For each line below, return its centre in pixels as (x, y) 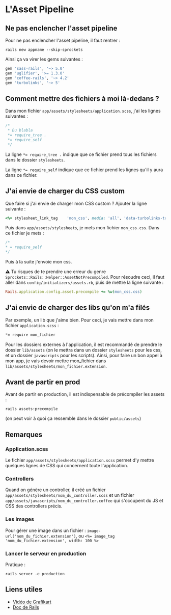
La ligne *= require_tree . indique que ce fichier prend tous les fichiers (81, 154)
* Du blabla (20, 130)
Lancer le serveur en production (46, 553)
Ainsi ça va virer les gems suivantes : (44, 59)
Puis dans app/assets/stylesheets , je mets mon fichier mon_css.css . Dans (82, 228)
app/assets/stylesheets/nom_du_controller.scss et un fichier (70, 495)
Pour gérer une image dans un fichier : (46, 530)
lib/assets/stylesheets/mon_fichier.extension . (56, 366)
